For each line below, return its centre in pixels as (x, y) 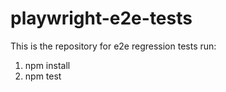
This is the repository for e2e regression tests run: (113, 46)
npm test (43, 76)
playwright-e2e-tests (101, 18)
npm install (47, 65)
